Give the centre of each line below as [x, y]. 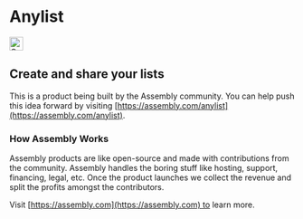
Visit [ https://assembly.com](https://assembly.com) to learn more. [132, 205]
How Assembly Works [59, 138]
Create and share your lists [87, 74]
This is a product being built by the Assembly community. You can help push [152, 96]
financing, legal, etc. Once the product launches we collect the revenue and [151, 177]
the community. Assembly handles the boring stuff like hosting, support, [144, 168]
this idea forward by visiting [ [64, 105]
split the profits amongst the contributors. [87, 187]
